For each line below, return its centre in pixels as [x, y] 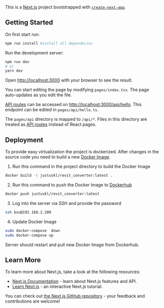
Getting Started [29, 22]
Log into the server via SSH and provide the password [67, 203]
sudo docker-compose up [29, 235]
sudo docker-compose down [33, 230]
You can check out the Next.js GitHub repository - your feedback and [75, 296]
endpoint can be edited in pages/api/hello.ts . [52, 110]
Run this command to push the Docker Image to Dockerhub [72, 185]
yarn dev [14, 71]
